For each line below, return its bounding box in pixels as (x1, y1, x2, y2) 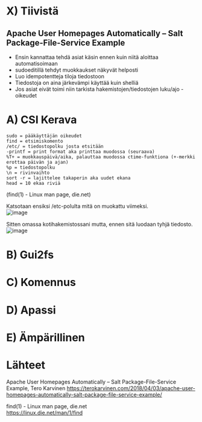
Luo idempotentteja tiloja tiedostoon (14, 73, 104, 79)
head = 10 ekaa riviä (6, 180, 61, 186)
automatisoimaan (14, 60, 58, 67)
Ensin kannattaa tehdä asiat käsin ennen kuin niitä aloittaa (14, 54, 159, 61)
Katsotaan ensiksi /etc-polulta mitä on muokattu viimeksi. (6, 202, 149, 209)
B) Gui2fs (6, 248, 54, 262)
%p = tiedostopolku (6, 164, 55, 170)
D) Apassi (6, 303, 56, 317)
